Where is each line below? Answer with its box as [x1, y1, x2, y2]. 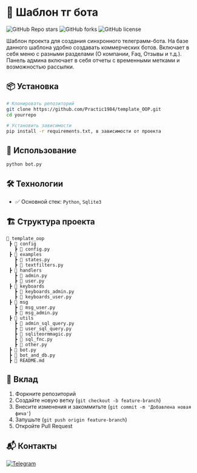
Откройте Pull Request [15, 423, 73, 430]
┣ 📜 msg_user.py [14, 304, 56, 311]
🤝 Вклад [6, 374, 38, 384]
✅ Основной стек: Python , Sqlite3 [15, 198, 102, 205]
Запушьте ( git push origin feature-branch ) [15, 416, 127, 423]
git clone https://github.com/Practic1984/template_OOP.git [6, 106, 162, 112]
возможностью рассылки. [6, 63, 75, 70]
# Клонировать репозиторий [6, 100, 75, 107]
